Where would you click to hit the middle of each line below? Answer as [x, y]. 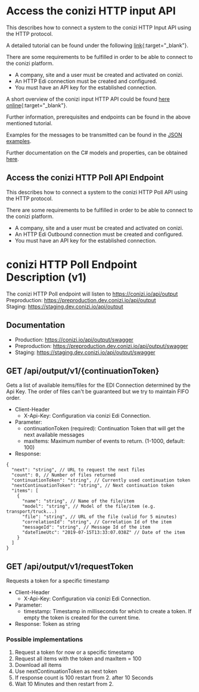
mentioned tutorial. [29, 123]
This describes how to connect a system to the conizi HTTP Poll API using [97, 192]
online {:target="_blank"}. [37, 105]
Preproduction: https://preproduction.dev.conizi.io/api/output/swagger [101, 346]
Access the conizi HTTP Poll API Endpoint [85, 178]
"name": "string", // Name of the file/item [78, 501]
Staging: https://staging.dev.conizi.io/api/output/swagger [85, 352]
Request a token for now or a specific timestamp [74, 652]
